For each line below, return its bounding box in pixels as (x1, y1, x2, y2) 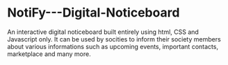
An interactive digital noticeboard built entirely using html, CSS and (7, 28, 199, 36)
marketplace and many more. (7, 50, 92, 58)
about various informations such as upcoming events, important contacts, (7, 42, 219, 50)
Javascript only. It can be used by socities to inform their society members (7, 35, 221, 43)
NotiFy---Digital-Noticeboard (7, 5, 180, 21)
